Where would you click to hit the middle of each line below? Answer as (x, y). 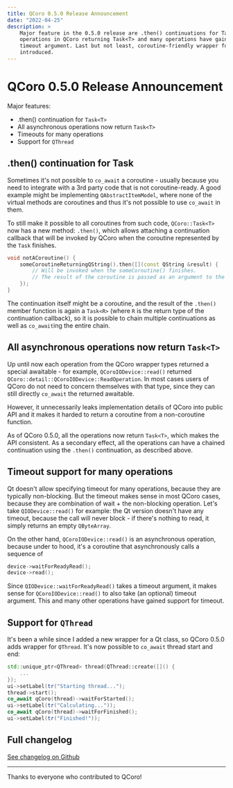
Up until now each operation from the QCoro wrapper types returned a (108, 364)
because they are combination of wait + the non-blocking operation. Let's (112, 503)
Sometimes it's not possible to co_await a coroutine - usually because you (113, 180)
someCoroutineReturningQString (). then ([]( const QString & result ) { (119, 265)
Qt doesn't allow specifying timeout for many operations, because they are (114, 488)
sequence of (25, 553)
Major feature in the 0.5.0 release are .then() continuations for (119, 33)
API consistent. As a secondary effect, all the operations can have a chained (116, 442)
